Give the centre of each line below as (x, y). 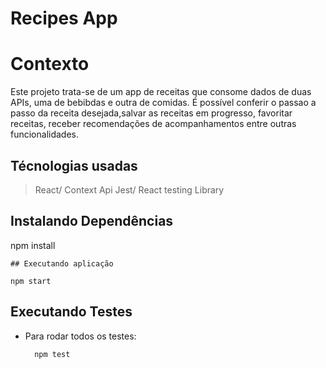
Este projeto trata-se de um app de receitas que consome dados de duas (161, 92)
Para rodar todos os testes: (80, 336)
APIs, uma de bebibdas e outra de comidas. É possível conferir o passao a (163, 103)
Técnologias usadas (74, 165)
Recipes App (64, 18)
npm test (52, 354)
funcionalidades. (45, 134)
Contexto (50, 64)
